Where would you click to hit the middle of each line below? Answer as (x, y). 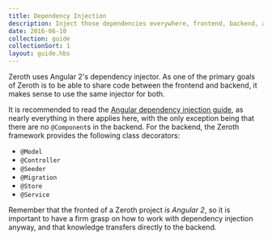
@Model (31, 152)
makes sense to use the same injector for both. (87, 94)
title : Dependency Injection (57, 16)
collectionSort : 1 (39, 46)
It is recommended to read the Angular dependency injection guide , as (126, 109)
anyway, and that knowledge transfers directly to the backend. (113, 227)
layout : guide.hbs (39, 54)
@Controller (40, 161)
